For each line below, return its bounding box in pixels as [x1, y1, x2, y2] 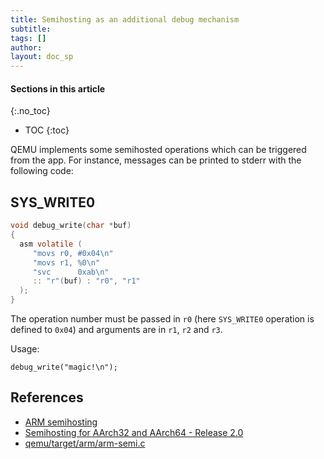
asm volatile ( [19, 239, 83, 249]
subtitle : [10, 24, 52, 34]
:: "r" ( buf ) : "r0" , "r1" [32, 276, 141, 286]
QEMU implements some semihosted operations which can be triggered [10, 144, 307, 156]
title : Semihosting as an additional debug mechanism [10, 14, 240, 25]
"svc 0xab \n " [32, 267, 110, 277]
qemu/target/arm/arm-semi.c [24, 437, 146, 449]
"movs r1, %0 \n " [32, 257, 101, 268]
